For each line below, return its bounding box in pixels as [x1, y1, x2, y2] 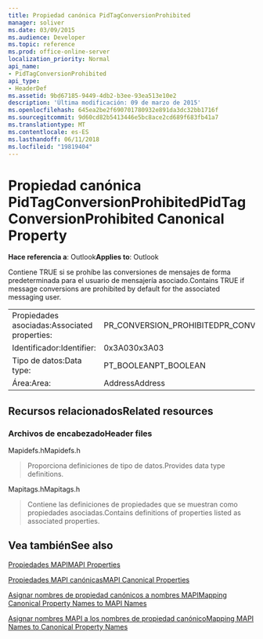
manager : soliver [8, 19, 65, 27]
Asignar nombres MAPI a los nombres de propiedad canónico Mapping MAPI [8, 613, 254, 623]
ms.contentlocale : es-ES [8, 128, 89, 136]
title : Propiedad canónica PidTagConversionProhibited [8, 11, 191, 20]
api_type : [8, 77, 41, 85]
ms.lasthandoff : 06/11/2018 [8, 135, 100, 143]
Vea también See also [8, 539, 113, 553]
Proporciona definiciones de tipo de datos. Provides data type [27, 461, 225, 470]
